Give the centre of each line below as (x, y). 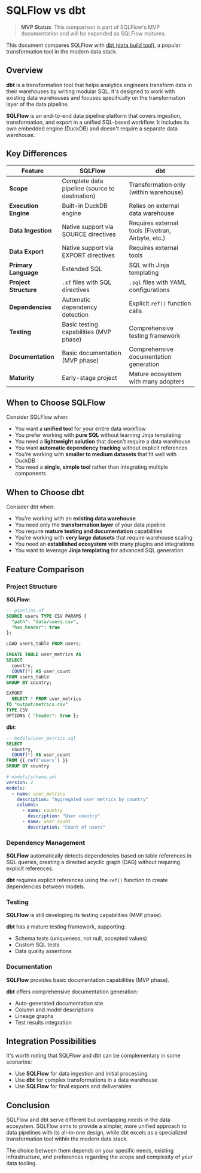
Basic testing (80, 324)
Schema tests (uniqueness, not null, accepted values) (81, 939)
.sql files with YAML (158, 282)
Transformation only (157, 184)
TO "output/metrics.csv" (37, 705)
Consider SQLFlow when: (37, 417)
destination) (79, 196)
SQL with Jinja (149, 265)
